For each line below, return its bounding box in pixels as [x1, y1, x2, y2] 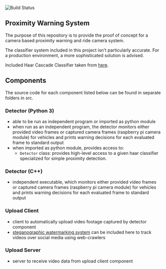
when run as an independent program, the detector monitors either [12, 124, 150, 130]
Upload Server [5, 247, 41, 254]
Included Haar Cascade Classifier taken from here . [5, 62, 109, 68]
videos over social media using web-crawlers [12, 234, 106, 240]
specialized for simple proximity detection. [19, 155, 107, 161]
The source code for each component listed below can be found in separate [5, 89, 161, 95]
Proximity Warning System [5, 19, 90, 27]
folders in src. [5, 95, 33, 101]
